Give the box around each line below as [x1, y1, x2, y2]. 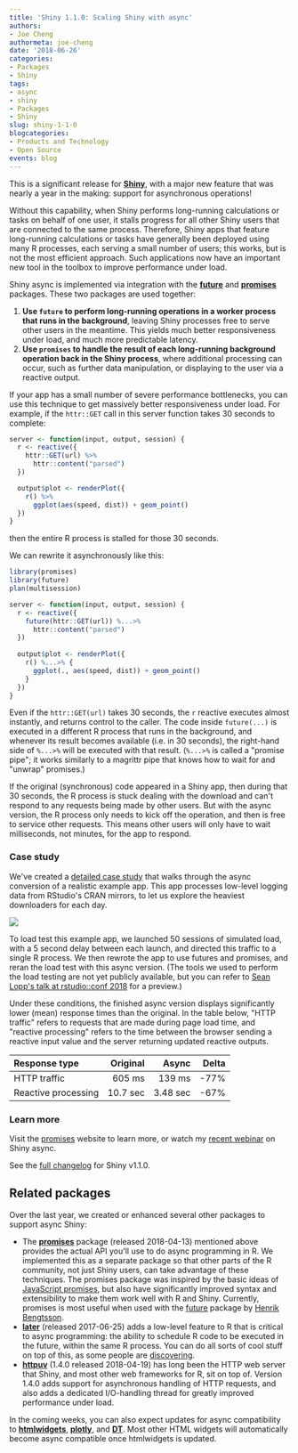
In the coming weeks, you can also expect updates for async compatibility [9, 1414, 282, 1425]
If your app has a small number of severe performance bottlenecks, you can [9, 389, 288, 400]
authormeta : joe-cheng [9, 37, 93, 47]
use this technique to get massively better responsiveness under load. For [9, 398, 281, 410]
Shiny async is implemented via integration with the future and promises [9, 279, 278, 289]
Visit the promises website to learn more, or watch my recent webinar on [9, 1132, 276, 1144]
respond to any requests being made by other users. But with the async [9, 800, 272, 811]
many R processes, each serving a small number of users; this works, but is [9, 242, 286, 254]
